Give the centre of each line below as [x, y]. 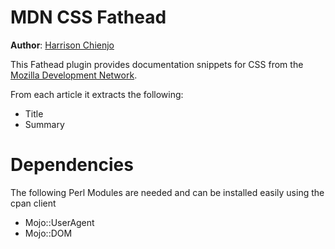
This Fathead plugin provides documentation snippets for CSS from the [157, 64]
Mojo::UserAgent [59, 222]
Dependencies [72, 165]
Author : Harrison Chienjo [62, 45]
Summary [44, 124]
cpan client [33, 203]
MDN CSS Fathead [88, 17]
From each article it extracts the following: [97, 94]
